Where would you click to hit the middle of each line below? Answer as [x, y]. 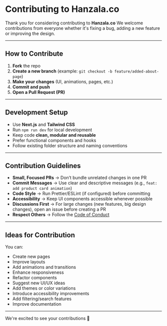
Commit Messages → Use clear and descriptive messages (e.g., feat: [85, 183]
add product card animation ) [42, 188]
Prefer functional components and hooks [54, 140]
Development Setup [37, 113]
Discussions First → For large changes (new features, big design [79, 204]
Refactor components [35, 278]
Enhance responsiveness [38, 272]
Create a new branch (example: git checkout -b [62, 71]
